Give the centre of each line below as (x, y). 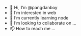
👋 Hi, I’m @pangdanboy (34, 8)
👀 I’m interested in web (33, 13)
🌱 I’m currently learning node (39, 18)
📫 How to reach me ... (32, 28)
